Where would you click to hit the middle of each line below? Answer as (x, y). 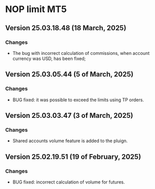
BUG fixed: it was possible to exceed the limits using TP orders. (78, 100)
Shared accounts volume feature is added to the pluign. (70, 141)
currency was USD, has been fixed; (49, 58)
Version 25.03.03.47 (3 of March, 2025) (69, 115)
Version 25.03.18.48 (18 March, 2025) (66, 28)
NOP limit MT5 (36, 9)
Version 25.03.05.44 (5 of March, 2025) (69, 74)
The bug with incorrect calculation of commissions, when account (81, 53)
